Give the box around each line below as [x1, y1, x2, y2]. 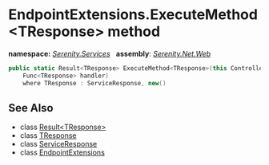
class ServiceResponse [19, 139, 98, 149]
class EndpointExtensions [19, 147, 106, 157]
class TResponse [19, 131, 77, 140]
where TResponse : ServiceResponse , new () [22, 79, 167, 87]
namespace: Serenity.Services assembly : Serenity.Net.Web [8, 49, 211, 58]
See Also [8, 101, 54, 115]
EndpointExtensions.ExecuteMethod [8, 6, 259, 24]
